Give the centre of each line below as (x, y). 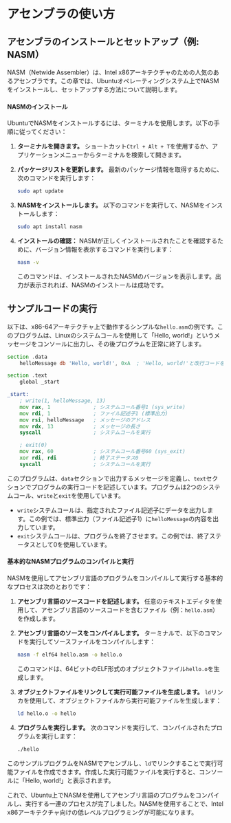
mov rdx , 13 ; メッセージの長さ (80, 426)
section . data (27, 357)
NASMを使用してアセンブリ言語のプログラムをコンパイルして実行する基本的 (115, 578)
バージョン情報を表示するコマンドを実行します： (104, 249)
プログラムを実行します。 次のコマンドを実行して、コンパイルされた (114, 727)
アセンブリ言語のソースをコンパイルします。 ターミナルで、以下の (111, 633)
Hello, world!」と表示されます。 (70, 780)
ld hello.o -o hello (46, 713)
